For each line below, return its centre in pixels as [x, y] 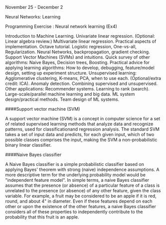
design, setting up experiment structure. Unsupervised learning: [71, 73]
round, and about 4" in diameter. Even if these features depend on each [79, 201]
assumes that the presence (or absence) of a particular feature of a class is [83, 185]
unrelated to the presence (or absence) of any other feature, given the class [83, 190]
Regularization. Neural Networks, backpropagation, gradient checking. [78, 52]
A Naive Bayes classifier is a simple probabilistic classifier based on [75, 164]
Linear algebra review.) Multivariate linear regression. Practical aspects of [81, 41]
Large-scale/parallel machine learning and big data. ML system [70, 94]
